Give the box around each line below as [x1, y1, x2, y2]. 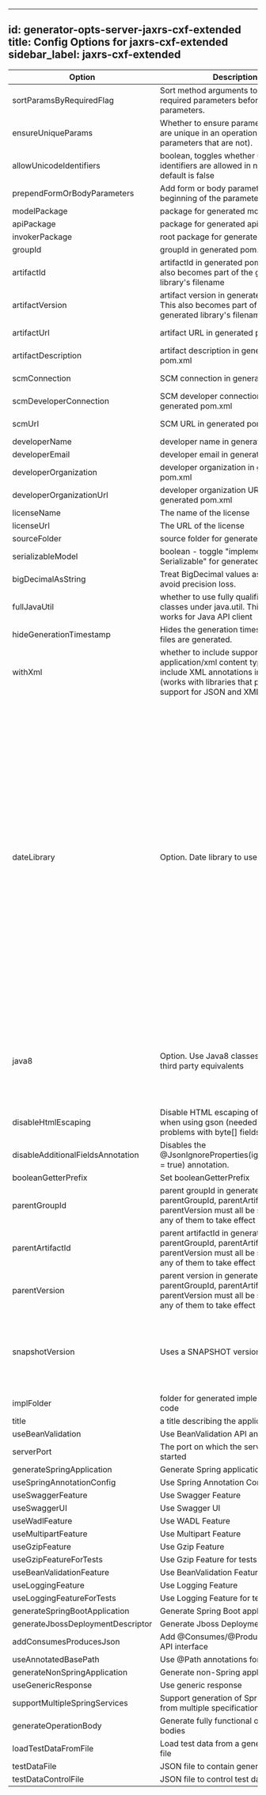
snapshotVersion [12, 1346, 75, 1357]
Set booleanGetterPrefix [159, 1172, 250, 1183]
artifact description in [159, 345, 240, 356]
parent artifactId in [159, 1228, 229, 1239]
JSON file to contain [159, 1760, 235, 1771]
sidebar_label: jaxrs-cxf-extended [8, 48, 181, 62]
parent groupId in [159, 1185, 224, 1196]
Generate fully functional [159, 1715, 252, 1726]
